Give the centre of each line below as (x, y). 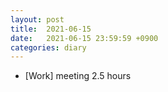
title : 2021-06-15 (51, 29)
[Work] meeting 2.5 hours (78, 76)
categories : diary (48, 47)
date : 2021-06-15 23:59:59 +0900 (84, 38)
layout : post (37, 19)
